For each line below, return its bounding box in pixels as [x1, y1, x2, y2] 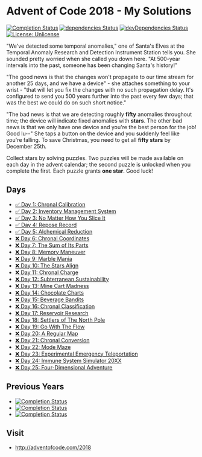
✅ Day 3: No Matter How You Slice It [14, 214, 106, 222]
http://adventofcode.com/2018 [14, 444, 92, 451]
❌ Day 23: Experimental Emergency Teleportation [14, 350, 138, 357]
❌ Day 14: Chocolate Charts [14, 289, 84, 296]
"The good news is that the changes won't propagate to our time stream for [6, 73, 194, 80]
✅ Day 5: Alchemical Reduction [14, 228, 93, 235]
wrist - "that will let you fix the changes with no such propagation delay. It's [6, 86, 194, 93]
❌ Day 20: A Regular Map [14, 330, 78, 337]
